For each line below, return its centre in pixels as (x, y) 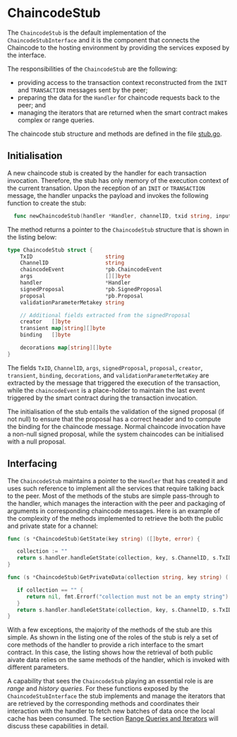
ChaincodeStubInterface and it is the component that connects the (103, 40)
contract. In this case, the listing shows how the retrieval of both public (110, 652)
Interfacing (32, 464)
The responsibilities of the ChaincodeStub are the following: (92, 69)
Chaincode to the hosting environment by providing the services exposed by (119, 47)
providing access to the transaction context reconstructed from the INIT (122, 82)
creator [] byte (45, 322)
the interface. (27, 55)
